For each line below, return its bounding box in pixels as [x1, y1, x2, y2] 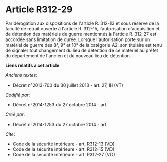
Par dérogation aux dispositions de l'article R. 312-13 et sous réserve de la [5, 20, 159, 26]
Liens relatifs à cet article [5, 62, 60, 68]
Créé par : [5, 111, 25, 117]
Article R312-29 [5, 4, 73, 15]
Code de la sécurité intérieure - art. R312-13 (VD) [12, 141, 115, 147]
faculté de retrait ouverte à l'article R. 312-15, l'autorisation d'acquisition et [5, 25, 160, 31]
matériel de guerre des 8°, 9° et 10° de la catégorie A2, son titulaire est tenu [5, 42, 162, 48]
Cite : [5, 131, 15, 137]
